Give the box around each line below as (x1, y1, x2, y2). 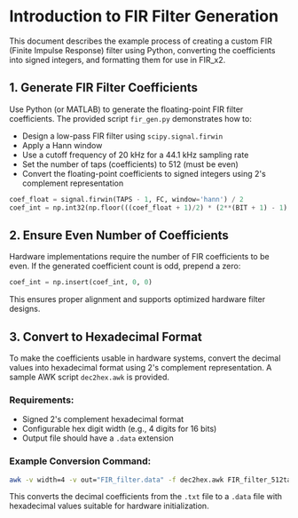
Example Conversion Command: (9, 455, 152, 467)
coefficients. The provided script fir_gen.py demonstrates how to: (9, 113, 253, 124)
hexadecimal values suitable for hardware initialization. (9, 500, 210, 512)
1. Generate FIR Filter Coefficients (9, 80, 198, 95)
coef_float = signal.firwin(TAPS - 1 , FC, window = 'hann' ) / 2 (9, 195, 244, 203)
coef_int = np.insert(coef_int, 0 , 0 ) (9, 278, 153, 287)
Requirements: (9, 394, 74, 406)
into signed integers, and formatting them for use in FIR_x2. (9, 54, 226, 65)
